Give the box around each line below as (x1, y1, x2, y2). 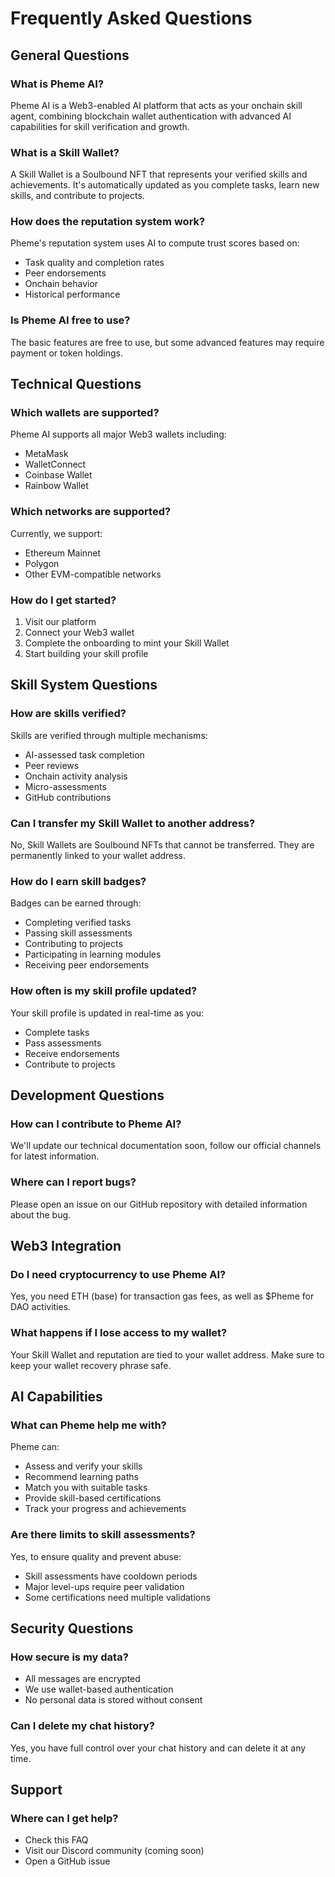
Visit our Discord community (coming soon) (24, 1845, 205, 1857)
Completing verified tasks (24, 917, 132, 929)
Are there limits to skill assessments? (10, 1528, 196, 1542)
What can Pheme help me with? (10, 1418, 167, 1432)
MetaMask (24, 448, 69, 460)
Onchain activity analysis (24, 770, 128, 782)
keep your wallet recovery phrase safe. (10, 1359, 172, 1371)
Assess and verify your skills (24, 1460, 143, 1472)
